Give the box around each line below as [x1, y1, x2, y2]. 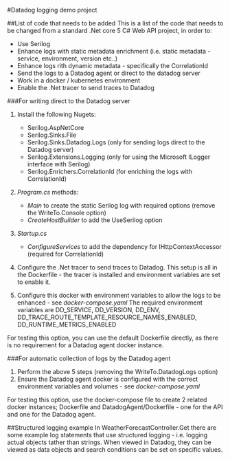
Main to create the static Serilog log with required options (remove [27, 201, 216, 209]
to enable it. [16, 278, 51, 286]
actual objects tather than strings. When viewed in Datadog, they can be [7, 438, 211, 446]
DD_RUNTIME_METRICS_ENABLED [16, 320, 117, 329]
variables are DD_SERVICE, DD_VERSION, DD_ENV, [16, 306, 161, 314]
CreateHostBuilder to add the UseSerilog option [27, 216, 163, 224]
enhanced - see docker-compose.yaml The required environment [16, 298, 203, 307]
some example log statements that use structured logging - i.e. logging [7, 431, 208, 439]
